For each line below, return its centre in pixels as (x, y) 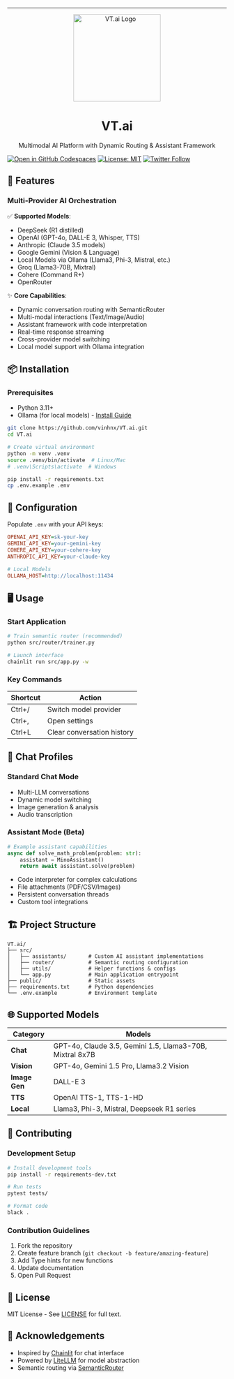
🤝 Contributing (40, 1134)
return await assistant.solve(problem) (78, 867)
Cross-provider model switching (63, 339)
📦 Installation (38, 370)
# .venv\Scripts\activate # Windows (62, 466)
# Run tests (24, 1187)
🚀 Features (31, 181)
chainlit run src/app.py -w (48, 662)
